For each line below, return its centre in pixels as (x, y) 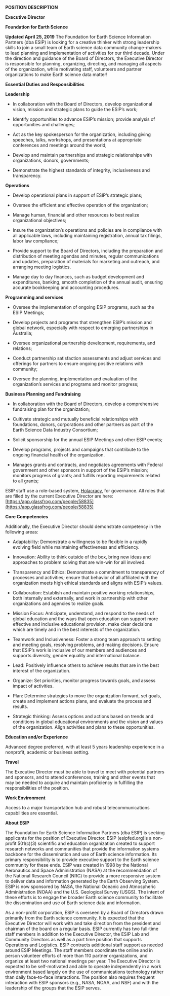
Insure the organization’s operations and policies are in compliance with (87, 230)
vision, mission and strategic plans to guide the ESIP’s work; (75, 109)
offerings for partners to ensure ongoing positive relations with (78, 364)
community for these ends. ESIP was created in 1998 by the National (77, 865)
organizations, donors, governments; (51, 160)
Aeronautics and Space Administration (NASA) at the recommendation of (81, 870)
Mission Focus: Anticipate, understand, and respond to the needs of (83, 613)
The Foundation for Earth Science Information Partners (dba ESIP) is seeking (85, 833)
